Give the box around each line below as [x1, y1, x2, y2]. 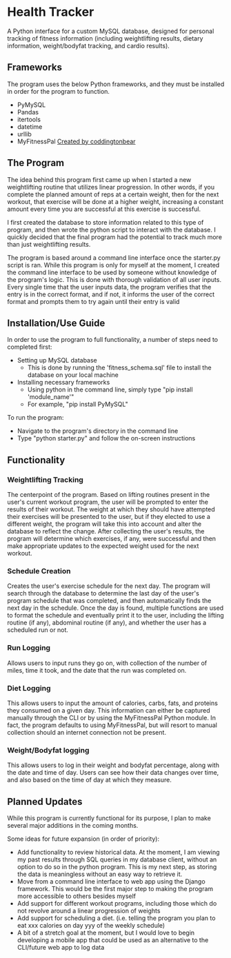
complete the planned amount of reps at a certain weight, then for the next [7, 190, 219, 198]
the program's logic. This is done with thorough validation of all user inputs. [7, 275, 222, 283]
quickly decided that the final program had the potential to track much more [7, 232, 223, 241]
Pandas [17, 108, 39, 116]
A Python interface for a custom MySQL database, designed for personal [7, 27, 214, 35]
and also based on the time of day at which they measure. [7, 776, 172, 784]
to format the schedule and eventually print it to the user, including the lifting [7, 611, 224, 620]
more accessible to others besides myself [17, 892, 137, 900]
